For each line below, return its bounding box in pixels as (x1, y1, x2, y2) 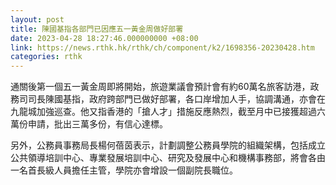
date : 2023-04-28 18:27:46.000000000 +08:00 (10, 33, 199, 43)
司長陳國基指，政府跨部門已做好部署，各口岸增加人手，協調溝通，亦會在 (27, 93, 326, 105)
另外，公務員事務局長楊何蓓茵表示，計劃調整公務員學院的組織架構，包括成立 (10, 139, 326, 151)
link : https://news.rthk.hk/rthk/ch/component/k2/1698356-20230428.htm (10, 42, 315, 53)
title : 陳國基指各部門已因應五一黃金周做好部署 (10, 24, 184, 34)
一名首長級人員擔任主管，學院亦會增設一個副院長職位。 (10, 164, 238, 176)
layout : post (10, 14, 65, 25)
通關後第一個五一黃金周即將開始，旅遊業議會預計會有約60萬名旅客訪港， (10, 81, 311, 93)
